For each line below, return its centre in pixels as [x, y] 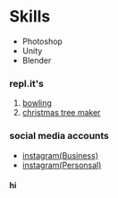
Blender [37, 60]
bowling [37, 103]
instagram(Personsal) [62, 165]
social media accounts [59, 136]
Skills [30, 17]
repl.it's [27, 83]
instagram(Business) [60, 155]
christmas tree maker [61, 113]
